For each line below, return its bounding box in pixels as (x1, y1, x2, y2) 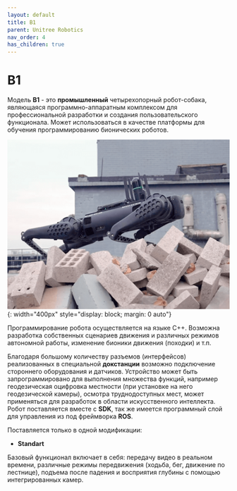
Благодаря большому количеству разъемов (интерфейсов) (7, 352, 187, 361)
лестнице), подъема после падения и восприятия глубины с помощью (7, 468, 221, 476)
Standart (17, 439, 44, 447)
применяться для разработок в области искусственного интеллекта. (7, 397, 216, 405)
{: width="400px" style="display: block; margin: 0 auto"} (7, 310, 172, 318)
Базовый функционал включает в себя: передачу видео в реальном (7, 453, 213, 461)
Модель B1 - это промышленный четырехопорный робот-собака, (7, 96, 207, 104)
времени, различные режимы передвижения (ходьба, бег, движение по (7, 460, 226, 468)
